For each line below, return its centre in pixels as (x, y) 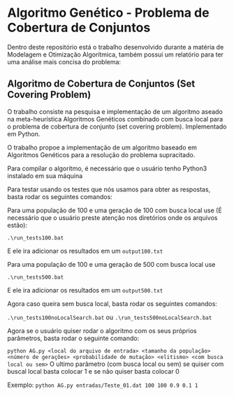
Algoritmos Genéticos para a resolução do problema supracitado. (101, 154)
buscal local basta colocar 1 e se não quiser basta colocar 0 (93, 371)
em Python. (24, 133)
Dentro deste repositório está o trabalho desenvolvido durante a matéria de (116, 47)
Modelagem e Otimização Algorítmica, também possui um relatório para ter (115, 54)
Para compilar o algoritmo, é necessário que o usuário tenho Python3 (107, 168)
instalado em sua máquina (45, 175)
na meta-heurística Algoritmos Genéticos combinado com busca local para (115, 119)
